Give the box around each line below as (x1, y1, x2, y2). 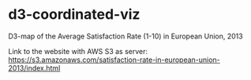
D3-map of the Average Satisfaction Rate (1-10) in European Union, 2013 (8, 31, 243, 41)
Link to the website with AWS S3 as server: (8, 46, 148, 56)
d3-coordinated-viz (8, 5, 140, 24)
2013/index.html (8, 63, 61, 72)
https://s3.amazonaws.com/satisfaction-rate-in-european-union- (8, 55, 221, 64)
